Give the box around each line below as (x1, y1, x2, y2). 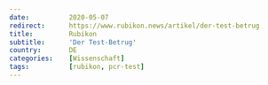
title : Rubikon (9, 29, 98, 38)
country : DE (9, 46, 77, 55)
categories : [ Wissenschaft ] (9, 54, 125, 63)
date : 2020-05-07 (9, 12, 109, 22)
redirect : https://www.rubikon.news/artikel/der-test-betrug (9, 21, 260, 30)
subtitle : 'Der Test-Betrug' (9, 37, 138, 47)
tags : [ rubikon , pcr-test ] (9, 63, 145, 72)
